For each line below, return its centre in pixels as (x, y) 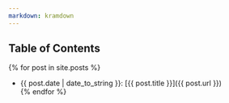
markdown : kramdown (41, 16)
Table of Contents (55, 49)
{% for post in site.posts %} (55, 68)
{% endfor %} (43, 92)
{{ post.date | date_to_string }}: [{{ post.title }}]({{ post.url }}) (121, 83)
